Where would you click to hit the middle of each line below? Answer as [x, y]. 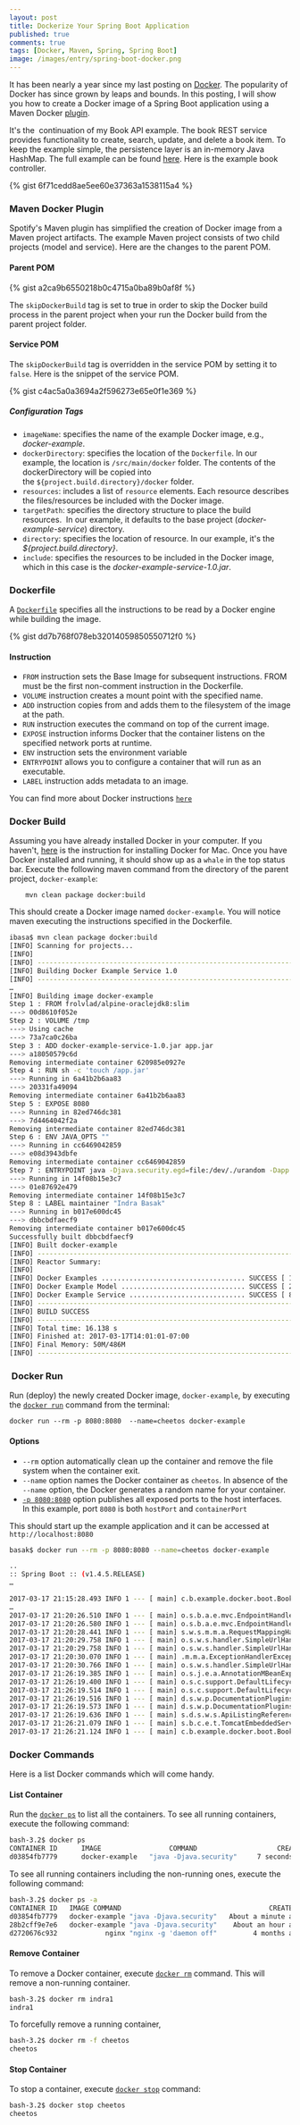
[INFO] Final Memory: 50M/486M [67, 1345]
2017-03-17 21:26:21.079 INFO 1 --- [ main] [93, 1724]
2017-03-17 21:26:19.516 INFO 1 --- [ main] [93, 1699]
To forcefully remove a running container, [85, 2024]
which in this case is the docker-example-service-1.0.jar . [127, 567]
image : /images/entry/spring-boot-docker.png [95, 59]
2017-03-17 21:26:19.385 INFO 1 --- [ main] [93, 1673]
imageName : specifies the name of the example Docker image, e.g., [143, 433]
